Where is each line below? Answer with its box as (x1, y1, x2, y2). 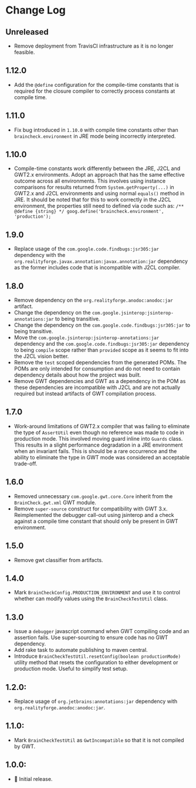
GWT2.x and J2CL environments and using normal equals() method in (13, 190, 185, 197)
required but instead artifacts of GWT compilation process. (13, 390, 157, 397)
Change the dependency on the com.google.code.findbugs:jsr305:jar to (13, 322, 191, 329)
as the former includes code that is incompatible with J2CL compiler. (13, 264, 181, 271)
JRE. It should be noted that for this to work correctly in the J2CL (13, 196, 171, 203)
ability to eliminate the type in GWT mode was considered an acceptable (13, 454, 190, 461)
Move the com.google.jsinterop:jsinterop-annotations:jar (13, 334, 160, 341)
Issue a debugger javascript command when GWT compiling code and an (13, 628, 190, 635)
